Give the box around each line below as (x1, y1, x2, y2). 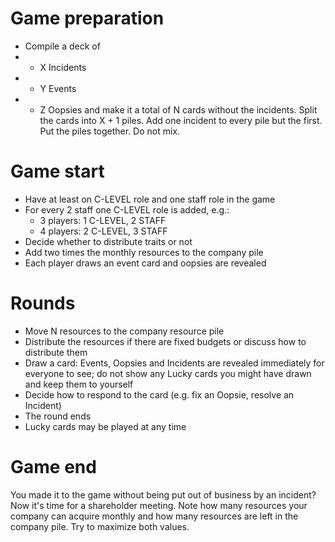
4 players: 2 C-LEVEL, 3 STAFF (39, 225, 168, 237)
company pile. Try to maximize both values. (10, 520, 190, 532)
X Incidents (39, 61, 87, 73)
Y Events (39, 82, 77, 94)
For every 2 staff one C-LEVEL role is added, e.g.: (24, 203, 230, 216)
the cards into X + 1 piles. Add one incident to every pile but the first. (39, 114, 323, 126)
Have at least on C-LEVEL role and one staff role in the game (24, 193, 276, 205)
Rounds (10, 292, 76, 315)
